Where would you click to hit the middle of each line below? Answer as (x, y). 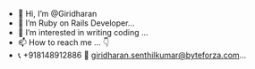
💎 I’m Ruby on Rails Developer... (76, 23)
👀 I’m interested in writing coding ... (83, 32)
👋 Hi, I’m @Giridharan (57, 14)
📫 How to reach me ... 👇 (64, 42)
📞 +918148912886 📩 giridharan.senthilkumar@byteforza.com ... (132, 55)
